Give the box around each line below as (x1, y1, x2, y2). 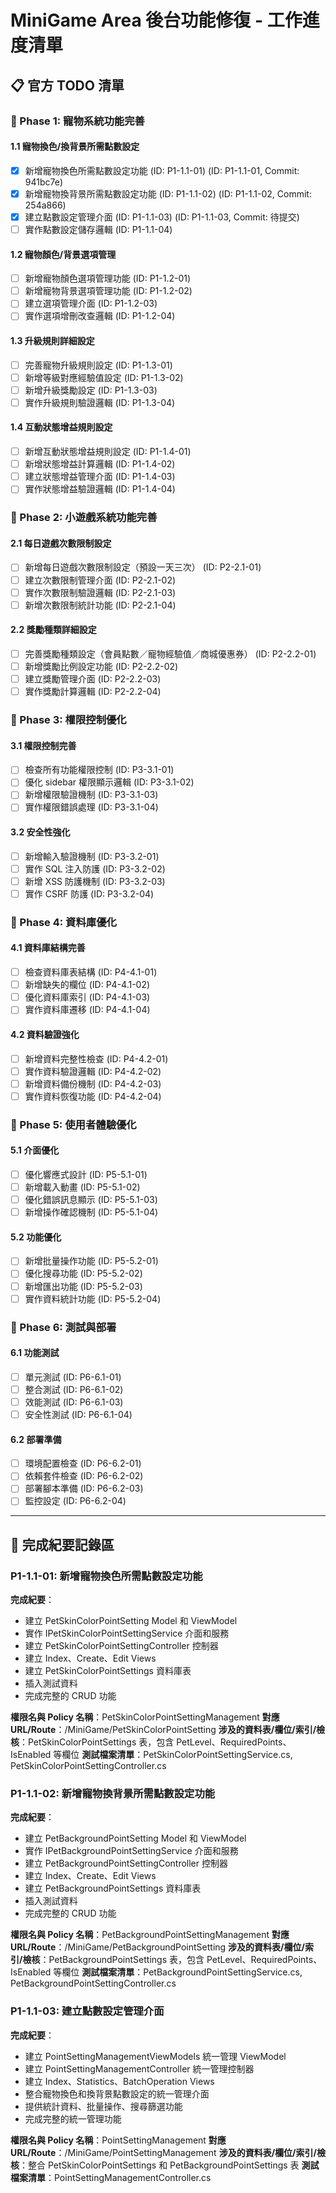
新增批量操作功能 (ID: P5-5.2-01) (24, 1255, 159, 1267)
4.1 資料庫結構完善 (10, 942, 86, 954)
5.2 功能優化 (10, 1231, 62, 1243)
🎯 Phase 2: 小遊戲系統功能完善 (10, 511, 158, 525)
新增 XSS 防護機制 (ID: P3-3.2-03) (24, 875, 166, 887)
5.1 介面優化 (10, 1144, 60, 1156)
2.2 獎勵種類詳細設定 (10, 624, 97, 636)
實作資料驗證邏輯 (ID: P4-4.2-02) (24, 1065, 162, 1077)
